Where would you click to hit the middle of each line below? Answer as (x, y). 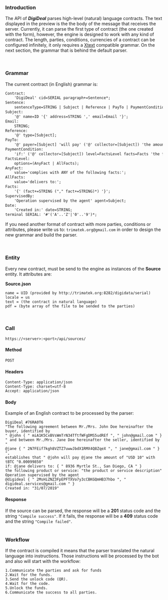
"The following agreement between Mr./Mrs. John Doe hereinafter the (79, 427)
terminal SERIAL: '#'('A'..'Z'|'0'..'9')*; (51, 215)
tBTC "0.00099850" (24, 462)
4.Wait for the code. (28, 583)
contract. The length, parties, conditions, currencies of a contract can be (80, 40)
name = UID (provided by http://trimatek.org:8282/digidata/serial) (78, 293)
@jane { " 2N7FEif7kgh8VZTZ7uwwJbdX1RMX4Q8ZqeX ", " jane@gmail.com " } (82, 449)
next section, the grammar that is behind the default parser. (66, 50)
